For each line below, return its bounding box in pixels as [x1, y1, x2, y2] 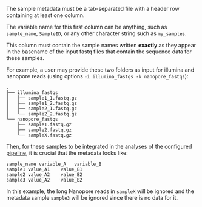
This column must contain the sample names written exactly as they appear [6, 42, 197, 49]
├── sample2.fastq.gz [17, 127, 72, 133]
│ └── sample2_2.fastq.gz [6, 111, 78, 117]
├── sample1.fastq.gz [17, 121, 72, 127]
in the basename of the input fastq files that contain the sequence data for [6, 48, 192, 55]
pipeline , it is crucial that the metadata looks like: [6, 149, 129, 157]
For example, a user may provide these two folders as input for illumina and [6, 66, 195, 73]
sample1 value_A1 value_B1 [6, 166, 83, 172]
